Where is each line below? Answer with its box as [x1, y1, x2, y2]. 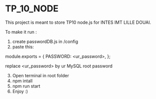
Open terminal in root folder [12, 72, 70, 78]
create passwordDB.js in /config [12, 38, 78, 45]
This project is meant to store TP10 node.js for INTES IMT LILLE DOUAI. [5, 19, 152, 25]
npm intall [12, 78, 33, 84]
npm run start [12, 83, 41, 89]
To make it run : [5, 29, 37, 35]
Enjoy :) [12, 88, 28, 94]
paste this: [12, 44, 34, 49]
